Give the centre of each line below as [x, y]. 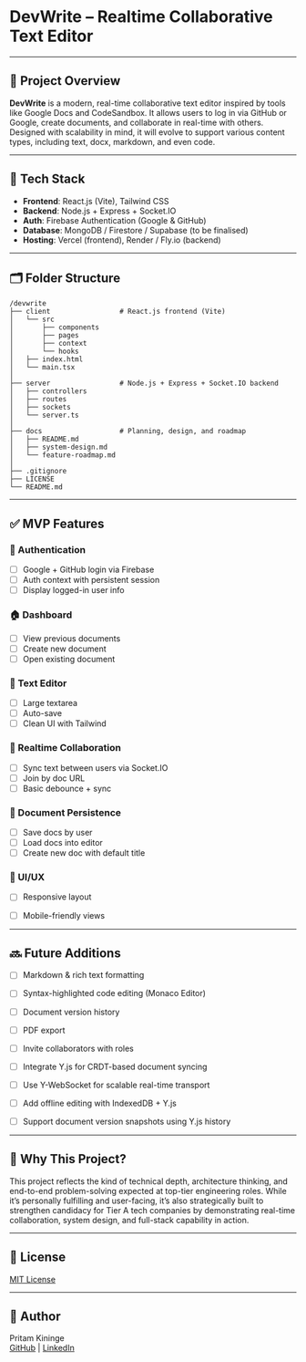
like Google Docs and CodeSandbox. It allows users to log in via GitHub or [148, 112]
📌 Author [35, 1316]
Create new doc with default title [84, 853]
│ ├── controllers [49, 391]
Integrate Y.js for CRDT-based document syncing [115, 1066]
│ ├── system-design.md [58, 447]
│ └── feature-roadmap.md [63, 455]
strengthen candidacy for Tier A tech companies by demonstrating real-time [153, 1210]
